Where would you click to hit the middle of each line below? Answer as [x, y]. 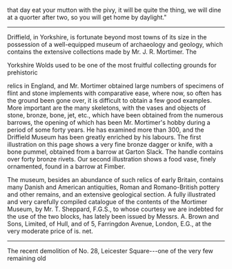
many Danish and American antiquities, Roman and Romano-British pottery [114, 187]
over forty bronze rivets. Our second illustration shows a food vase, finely [112, 159]
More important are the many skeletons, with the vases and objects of [107, 108]
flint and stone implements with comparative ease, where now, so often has [115, 93]
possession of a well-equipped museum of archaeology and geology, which [115, 44]
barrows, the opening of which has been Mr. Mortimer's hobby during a [109, 122]
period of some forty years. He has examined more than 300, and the [106, 130]
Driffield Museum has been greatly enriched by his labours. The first [104, 137]
